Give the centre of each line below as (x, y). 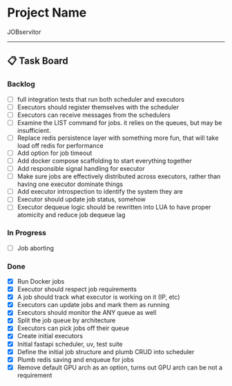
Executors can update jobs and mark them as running (93, 305)
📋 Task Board (38, 61)
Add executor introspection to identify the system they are (100, 192)
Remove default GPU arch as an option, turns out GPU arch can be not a (120, 367)
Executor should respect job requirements (77, 289)
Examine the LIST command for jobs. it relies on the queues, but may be (119, 122)
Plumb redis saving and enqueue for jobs (76, 359)
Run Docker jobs (41, 282)
